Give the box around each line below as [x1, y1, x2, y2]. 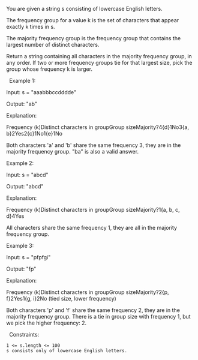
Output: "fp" [6, 265, 37, 272]
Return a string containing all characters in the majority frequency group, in [6, 53, 192, 59]
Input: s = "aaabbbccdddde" [6, 89, 77, 95]
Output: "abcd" [6, 183, 44, 190]
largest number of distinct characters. [6, 41, 100, 48]
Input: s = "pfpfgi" [6, 254, 51, 260]
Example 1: [8, 77, 36, 84]
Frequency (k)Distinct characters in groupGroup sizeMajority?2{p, [6, 289, 169, 296]
